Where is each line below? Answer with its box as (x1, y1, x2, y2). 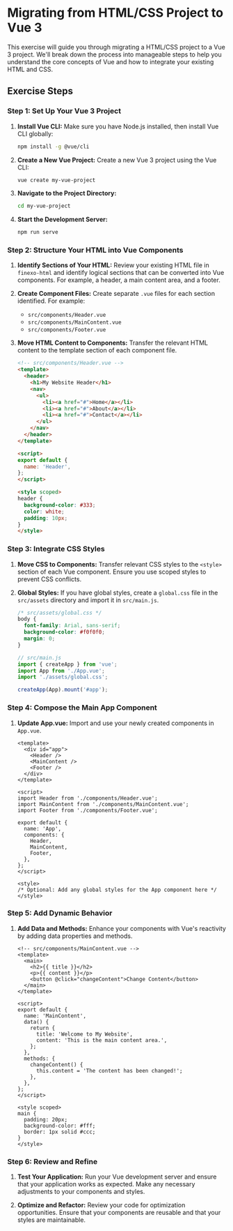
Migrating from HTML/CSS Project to (7, 5, 224, 21)
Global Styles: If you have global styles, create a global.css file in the (17, 588, 218, 597)
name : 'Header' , (24, 463, 71, 470)
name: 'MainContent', (24, 1012, 87, 1020)
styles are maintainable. (17, 1216, 86, 1224)
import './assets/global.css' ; (17, 673, 109, 681)
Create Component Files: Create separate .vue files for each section (17, 290, 216, 298)
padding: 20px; (24, 1116, 68, 1123)
